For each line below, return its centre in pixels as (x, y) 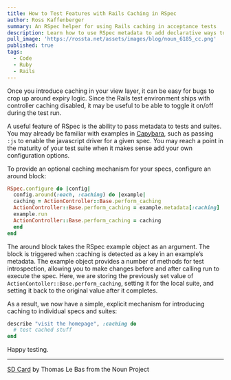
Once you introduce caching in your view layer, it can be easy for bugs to (111, 91)
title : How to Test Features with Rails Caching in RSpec (92, 13)
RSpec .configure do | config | (49, 189)
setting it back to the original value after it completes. (82, 291)
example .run (31, 214)
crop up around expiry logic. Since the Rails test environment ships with (109, 98)
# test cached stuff (43, 330)
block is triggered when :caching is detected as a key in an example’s (105, 254)
